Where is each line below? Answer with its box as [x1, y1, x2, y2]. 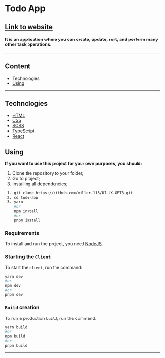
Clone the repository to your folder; [12, 170, 84, 176]
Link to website [5, 23, 53, 31]
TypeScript [12, 128, 35, 134]
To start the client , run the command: [5, 264, 82, 270]
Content [5, 62, 31, 71]
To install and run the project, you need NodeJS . [5, 240, 103, 247]
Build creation [5, 304, 40, 311]
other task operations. [5, 41, 52, 47]
